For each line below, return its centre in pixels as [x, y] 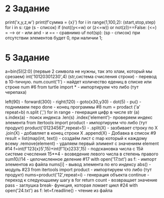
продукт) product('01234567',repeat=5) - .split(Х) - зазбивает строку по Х [82, 128]
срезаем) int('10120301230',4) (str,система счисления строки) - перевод [81, 76]
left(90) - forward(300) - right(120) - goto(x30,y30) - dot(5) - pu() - [73, 102]
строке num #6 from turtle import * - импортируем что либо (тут [72, 87]
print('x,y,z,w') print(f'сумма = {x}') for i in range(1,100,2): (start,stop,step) [80, 22]
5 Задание [27, 58]
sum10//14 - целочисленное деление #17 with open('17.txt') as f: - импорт [81, 159]
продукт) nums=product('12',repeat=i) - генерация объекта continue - [77, 174]
